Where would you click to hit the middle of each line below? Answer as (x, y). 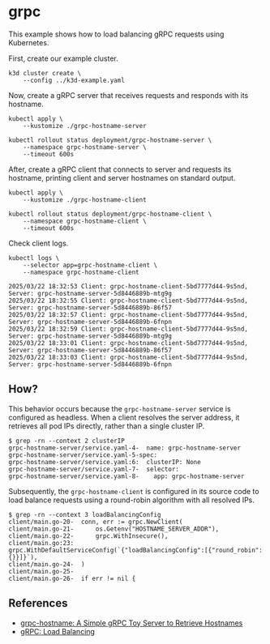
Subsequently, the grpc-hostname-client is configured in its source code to (134, 491)
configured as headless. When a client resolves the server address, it (124, 417)
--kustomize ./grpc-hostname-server (85, 126)
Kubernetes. (29, 42)
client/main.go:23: (41, 543)
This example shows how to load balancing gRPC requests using (116, 34)
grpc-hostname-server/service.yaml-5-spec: (83, 455)
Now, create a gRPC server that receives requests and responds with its (129, 95)
